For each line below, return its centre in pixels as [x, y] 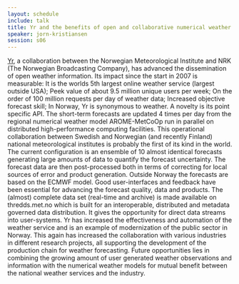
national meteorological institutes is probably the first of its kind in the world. [120, 144]
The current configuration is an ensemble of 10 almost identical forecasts [115, 152]
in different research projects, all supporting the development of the [107, 243]
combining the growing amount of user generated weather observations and [119, 258]
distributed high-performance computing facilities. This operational [106, 129]
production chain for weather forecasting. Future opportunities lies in [109, 250]
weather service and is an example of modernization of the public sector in [118, 228]
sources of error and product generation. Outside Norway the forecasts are [118, 175]
